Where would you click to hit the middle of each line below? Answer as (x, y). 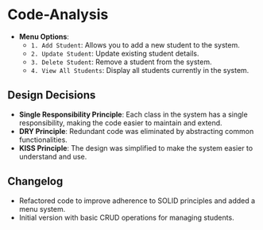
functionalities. (43, 140)
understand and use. (53, 156)
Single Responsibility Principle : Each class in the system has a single (133, 114)
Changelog (35, 181)
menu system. (42, 209)
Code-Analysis (58, 15)
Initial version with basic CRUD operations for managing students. (127, 217)
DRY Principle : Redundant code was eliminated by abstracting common (136, 131)
